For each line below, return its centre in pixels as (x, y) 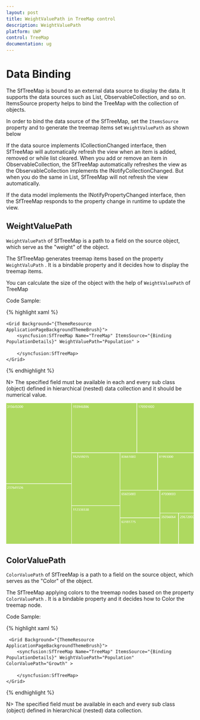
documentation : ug (29, 44)
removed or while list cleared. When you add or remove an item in (87, 158)
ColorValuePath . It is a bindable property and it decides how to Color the (95, 599)
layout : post (22, 13)
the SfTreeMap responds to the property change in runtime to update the (96, 201)
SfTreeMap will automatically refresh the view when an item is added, (91, 151)
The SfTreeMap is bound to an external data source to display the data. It (96, 91)
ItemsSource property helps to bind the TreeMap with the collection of (92, 103)
